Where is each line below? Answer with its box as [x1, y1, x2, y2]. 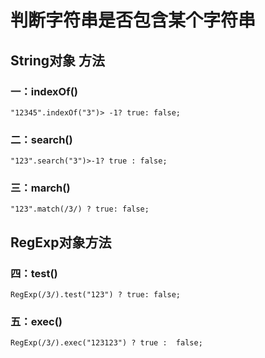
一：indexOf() [10, 84, 79, 98]
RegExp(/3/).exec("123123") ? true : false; [10, 338, 203, 348]
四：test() [10, 266, 58, 280]
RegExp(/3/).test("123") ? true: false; [10, 290, 182, 300]
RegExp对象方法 [10, 234, 112, 251]
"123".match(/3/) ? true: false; [10, 204, 150, 215]
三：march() [10, 181, 71, 195]
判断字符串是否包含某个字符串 [10, 9, 257, 32]
